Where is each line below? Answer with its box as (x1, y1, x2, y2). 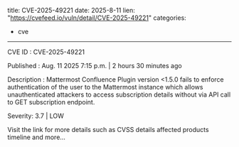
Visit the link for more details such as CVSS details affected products (7, 126, 209, 134)
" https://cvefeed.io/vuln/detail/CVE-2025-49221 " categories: (7, 13, 186, 22)
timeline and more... (7, 133, 66, 141)
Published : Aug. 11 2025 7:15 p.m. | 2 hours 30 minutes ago (7, 62, 183, 70)
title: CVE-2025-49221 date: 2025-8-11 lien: (7, 6, 135, 14)
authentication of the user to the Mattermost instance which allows (7, 83, 203, 91)
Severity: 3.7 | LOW (7, 111, 64, 120)
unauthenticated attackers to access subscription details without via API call (7, 90, 231, 99)
